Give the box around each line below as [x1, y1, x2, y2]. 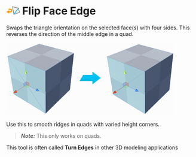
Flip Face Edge [22, 4, 96, 18]
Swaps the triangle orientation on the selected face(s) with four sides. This [6, 24, 190, 31]
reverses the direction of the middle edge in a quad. [6, 30, 134, 37]
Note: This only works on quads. [20, 132, 102, 139]
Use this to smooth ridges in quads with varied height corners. [6, 120, 160, 128]
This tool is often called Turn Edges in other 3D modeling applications [6, 144, 178, 151]
